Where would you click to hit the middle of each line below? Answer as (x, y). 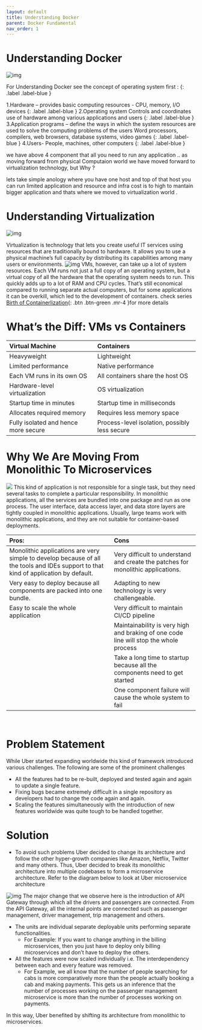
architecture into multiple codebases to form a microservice (89, 871)
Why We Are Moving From (73, 457)
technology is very (140, 590)
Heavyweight (28, 356)
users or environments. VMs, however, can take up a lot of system (96, 264)
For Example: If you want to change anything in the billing (95, 939)
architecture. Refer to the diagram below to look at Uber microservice (101, 878)
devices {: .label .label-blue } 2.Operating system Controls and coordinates (99, 111)
